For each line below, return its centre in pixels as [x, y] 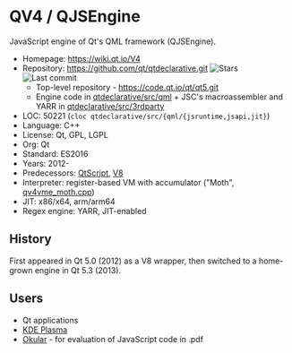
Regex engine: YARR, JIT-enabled [84, 211]
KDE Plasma [45, 330]
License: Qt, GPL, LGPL [65, 134]
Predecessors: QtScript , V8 [73, 173]
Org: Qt [36, 144]
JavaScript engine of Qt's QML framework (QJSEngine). [113, 41]
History [30, 239]
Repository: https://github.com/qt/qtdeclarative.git [115, 68]
